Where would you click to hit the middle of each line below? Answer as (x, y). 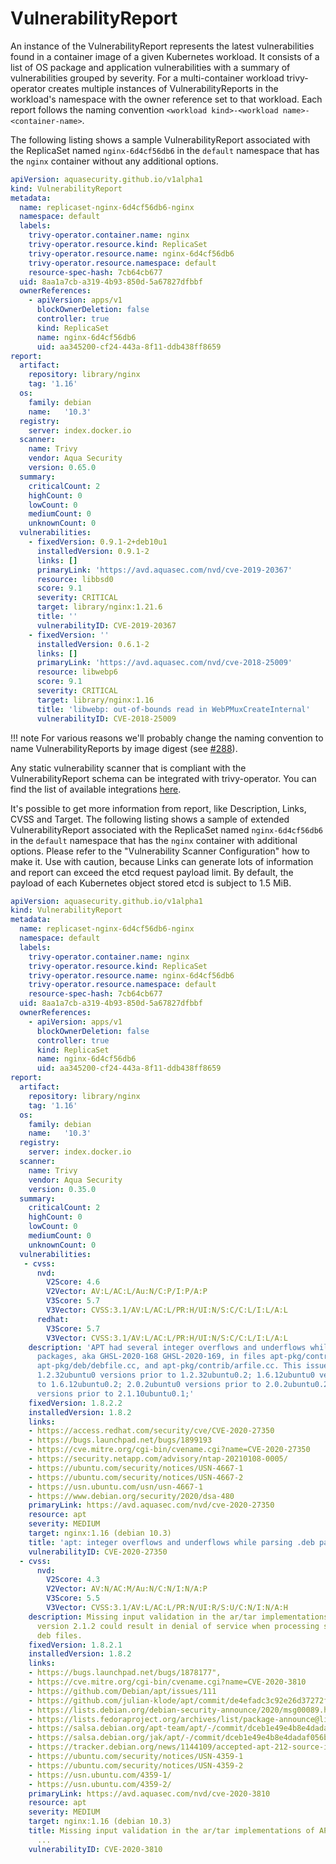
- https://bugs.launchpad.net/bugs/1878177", (125, 1673)
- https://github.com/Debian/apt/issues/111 (122, 1691)
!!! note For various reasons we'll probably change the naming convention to (167, 738)
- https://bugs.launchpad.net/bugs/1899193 (120, 1440)
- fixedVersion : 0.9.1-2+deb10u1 (98, 542)
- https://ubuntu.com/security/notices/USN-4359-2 (136, 1765)
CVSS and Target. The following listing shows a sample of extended (150, 819)
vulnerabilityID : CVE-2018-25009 (106, 718)
